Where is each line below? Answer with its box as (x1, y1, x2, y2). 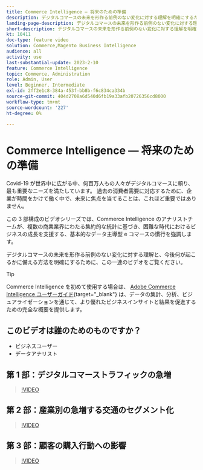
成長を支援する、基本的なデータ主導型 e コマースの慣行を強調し (27, 231, 187, 238)
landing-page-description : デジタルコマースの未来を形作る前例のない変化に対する (6, 20, 193, 26)
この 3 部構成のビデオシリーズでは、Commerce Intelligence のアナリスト (6, 216, 188, 223)
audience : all (6, 48, 42, 55)
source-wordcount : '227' (6, 104, 69, 111)
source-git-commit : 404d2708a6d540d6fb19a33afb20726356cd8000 (6, 93, 166, 99)
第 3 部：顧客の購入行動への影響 (6, 440, 127, 451)
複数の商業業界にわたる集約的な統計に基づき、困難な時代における (27, 223, 192, 230)
